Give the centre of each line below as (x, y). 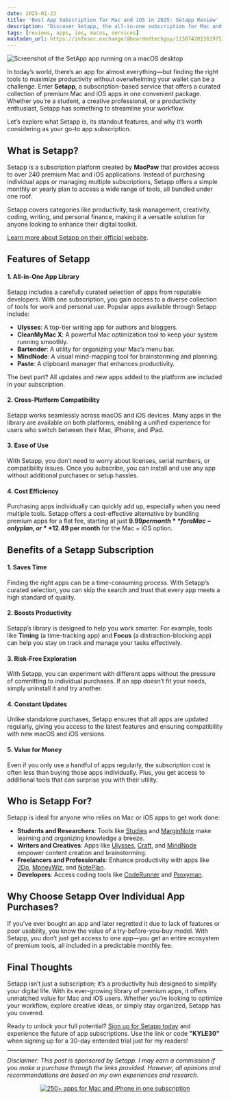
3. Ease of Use (28, 445)
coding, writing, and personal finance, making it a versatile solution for (106, 216)
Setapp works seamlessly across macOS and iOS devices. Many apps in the (114, 415)
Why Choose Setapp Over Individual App (96, 896)
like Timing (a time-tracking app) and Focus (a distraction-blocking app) (110, 635)
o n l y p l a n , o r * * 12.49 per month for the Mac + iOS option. (90, 528)
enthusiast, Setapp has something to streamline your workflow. (96, 109)
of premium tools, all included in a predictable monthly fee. (90, 946)
